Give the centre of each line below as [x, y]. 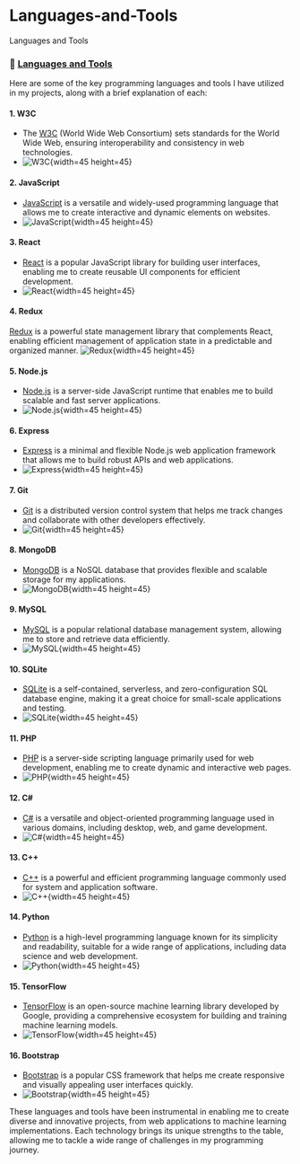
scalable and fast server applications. [91, 401]
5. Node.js [29, 371]
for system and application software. [90, 886]
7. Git [19, 490]
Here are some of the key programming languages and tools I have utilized [147, 84]
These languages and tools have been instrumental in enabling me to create [149, 1112]
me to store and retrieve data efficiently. [96, 639]
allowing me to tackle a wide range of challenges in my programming [137, 1141]
